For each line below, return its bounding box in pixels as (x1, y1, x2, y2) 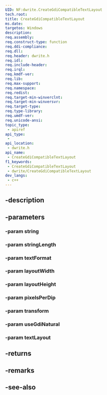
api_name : (5, 150, 26, 155)
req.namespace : (5, 85, 36, 91)
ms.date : (5, 21, 23, 26)
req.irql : (5, 67, 26, 72)
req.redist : (5, 90, 30, 95)
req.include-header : (5, 62, 48, 67)
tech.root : (5, 12, 28, 17)
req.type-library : (5, 109, 43, 114)
